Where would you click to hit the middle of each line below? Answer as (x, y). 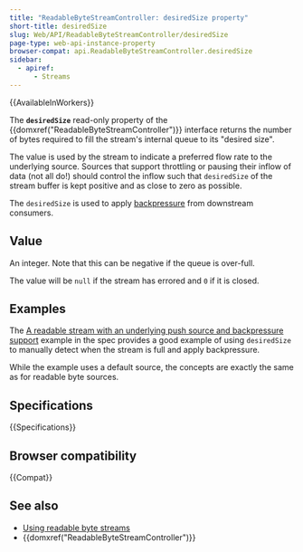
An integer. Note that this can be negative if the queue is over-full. (132, 262)
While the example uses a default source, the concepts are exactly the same (151, 367)
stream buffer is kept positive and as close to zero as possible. (126, 186)
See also (34, 506)
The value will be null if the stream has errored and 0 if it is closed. (134, 281)
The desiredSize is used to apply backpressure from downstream (132, 203)
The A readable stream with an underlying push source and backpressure (147, 330)
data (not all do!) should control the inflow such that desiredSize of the (141, 176)
